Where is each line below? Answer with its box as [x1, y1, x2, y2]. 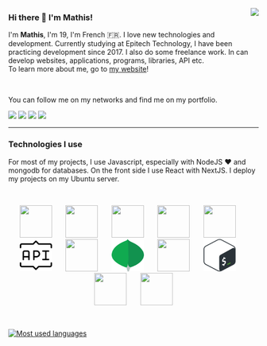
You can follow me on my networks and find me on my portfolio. [8, 95, 218, 105]
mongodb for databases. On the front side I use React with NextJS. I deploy [8, 165, 256, 175]
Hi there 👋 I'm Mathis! [8, 12, 93, 23]
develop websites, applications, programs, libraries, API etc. [8, 56, 205, 65]
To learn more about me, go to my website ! [8, 64, 149, 74]
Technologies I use [8, 139, 83, 150]
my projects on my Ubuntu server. [8, 173, 120, 183]
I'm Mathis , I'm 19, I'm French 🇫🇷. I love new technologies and [8, 30, 215, 40]
